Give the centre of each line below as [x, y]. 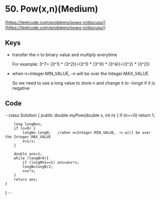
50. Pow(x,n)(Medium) [52, 9]
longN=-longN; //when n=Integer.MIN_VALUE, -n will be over [87, 132]
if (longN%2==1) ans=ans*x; [51, 162]
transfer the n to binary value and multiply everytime [65, 55]
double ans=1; [28, 154]
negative [21, 88]
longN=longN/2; [38, 166]
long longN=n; [28, 124]
